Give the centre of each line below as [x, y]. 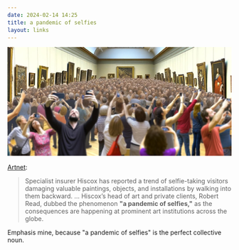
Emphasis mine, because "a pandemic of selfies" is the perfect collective [115, 232]
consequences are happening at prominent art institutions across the [126, 211]
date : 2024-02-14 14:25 [43, 15]
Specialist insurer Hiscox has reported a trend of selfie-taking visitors [127, 180]
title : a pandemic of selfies [52, 22]
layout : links [28, 30]
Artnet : [17, 167]
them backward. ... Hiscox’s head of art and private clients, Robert [122, 196]
